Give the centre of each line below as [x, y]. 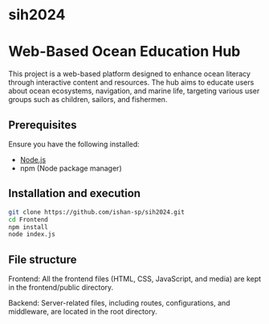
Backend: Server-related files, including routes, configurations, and [119, 303]
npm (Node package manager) [71, 168]
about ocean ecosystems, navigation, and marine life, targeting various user [134, 91]
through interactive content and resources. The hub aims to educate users [131, 83]
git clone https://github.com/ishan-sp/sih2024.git [96, 212]
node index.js [32, 235]
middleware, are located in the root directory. [83, 312]
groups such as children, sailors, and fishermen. [88, 100]
